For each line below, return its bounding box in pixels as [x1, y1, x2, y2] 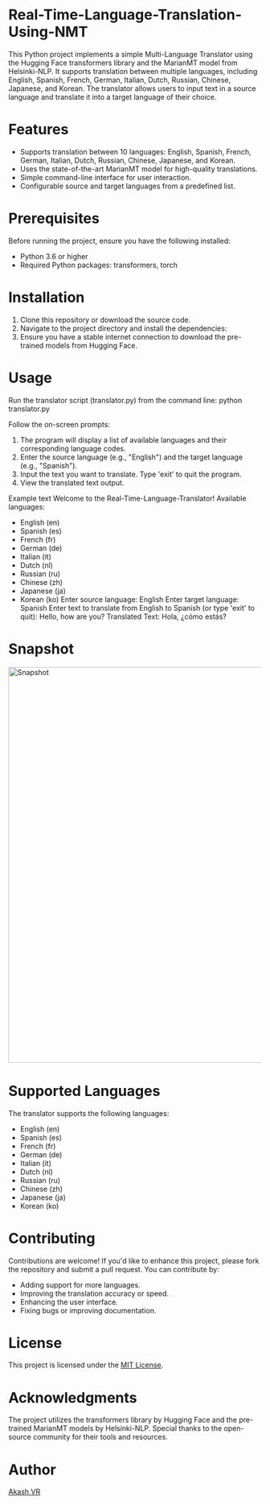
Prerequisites [8, 209, 100, 228]
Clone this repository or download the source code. [19, 315, 191, 324]
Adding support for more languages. [19, 1279, 141, 1289]
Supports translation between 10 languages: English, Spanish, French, [19, 146, 252, 156]
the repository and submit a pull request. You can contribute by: [8, 1264, 219, 1274]
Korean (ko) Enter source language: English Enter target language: [19, 594, 239, 604]
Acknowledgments [8, 1388, 138, 1407]
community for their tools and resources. [33, 1432, 169, 1442]
